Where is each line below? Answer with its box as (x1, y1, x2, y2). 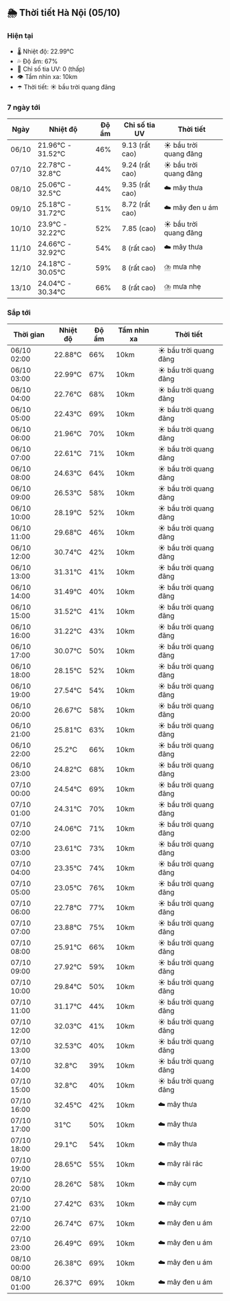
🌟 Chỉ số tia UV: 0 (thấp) (16, 65, 86, 73)
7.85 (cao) (122, 223, 157, 233)
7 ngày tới (7, 102, 41, 112)
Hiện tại (7, 31, 34, 41)
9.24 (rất (122, 160, 151, 170)
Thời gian (13, 330, 45, 339)
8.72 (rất (122, 199, 151, 209)
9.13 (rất (122, 140, 151, 150)
